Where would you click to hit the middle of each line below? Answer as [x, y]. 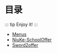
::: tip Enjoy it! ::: [21, 24]
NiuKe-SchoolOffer [32, 39]
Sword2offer [25, 45]
